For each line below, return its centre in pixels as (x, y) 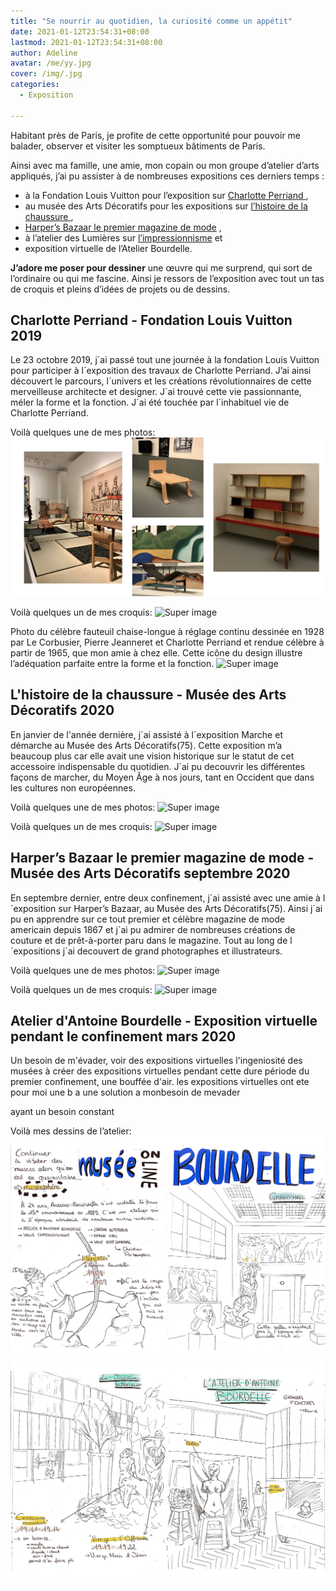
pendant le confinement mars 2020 (123, 1036)
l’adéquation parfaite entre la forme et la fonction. (112, 663)
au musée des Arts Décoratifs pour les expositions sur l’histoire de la (166, 206)
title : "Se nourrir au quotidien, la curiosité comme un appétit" (151, 21)
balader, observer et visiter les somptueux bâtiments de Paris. (138, 146)
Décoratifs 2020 (62, 710)
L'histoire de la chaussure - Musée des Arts (148, 695)
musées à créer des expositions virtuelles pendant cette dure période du (160, 1071)
